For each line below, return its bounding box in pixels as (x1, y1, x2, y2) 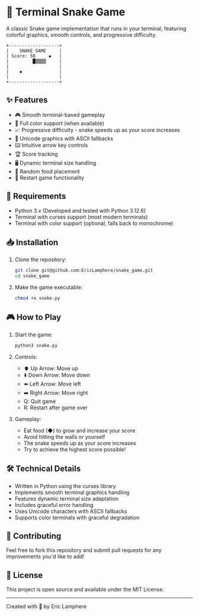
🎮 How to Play (6, 312, 62, 322)
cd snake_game (14, 273, 50, 279)
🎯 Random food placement (14, 168, 80, 175)
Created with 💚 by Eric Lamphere (6, 603, 87, 610)
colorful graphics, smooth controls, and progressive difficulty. (6, 31, 157, 38)
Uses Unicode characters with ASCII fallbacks (14, 508, 127, 515)
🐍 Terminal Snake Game (6, 5, 126, 19)
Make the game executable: (14, 284, 83, 291)
